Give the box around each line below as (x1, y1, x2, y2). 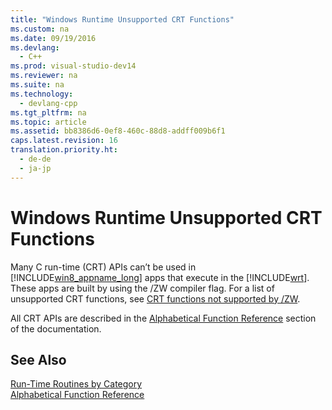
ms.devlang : (10, 42, 60, 53)
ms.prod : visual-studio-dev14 (10, 61, 137, 71)
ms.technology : (10, 89, 74, 99)
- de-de (19, 154, 52, 164)
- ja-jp (19, 163, 52, 173)
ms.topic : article (10, 117, 87, 127)
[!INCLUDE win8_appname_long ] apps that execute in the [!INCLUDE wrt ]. (10, 271, 310, 283)
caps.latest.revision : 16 (10, 136, 118, 146)
